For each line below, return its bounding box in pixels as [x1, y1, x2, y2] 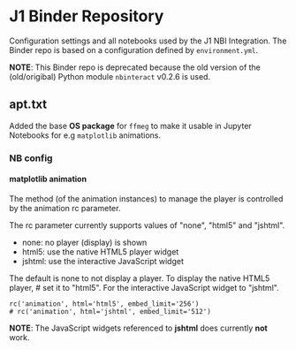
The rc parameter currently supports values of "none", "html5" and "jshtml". [9, 219, 285, 231]
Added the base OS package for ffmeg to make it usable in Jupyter [9, 120, 252, 131]
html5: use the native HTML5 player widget [21, 246, 179, 257]
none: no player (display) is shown [21, 237, 148, 247]
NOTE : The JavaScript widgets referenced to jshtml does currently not [9, 323, 268, 333]
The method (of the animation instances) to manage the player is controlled [9, 193, 284, 204]
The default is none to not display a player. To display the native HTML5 [9, 272, 270, 284]
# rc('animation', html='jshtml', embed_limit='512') [9, 307, 212, 316]
